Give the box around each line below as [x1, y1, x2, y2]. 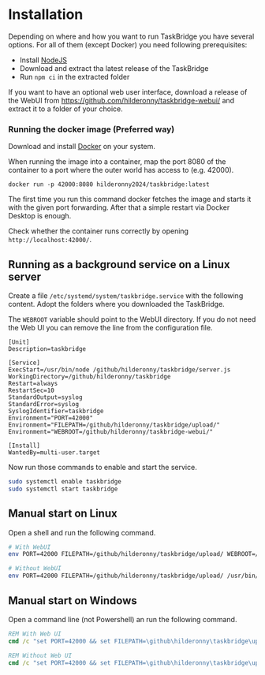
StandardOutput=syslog [8, 393, 83, 401]
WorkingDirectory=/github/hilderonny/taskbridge [8, 373, 171, 381]
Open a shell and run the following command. [8, 528, 156, 537]
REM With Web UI [8, 629, 62, 638]
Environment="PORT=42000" [8, 414, 93, 423]
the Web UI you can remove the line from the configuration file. [8, 323, 213, 333]
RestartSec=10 [8, 386, 55, 395]
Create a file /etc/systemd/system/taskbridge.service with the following [8, 291, 244, 300]
